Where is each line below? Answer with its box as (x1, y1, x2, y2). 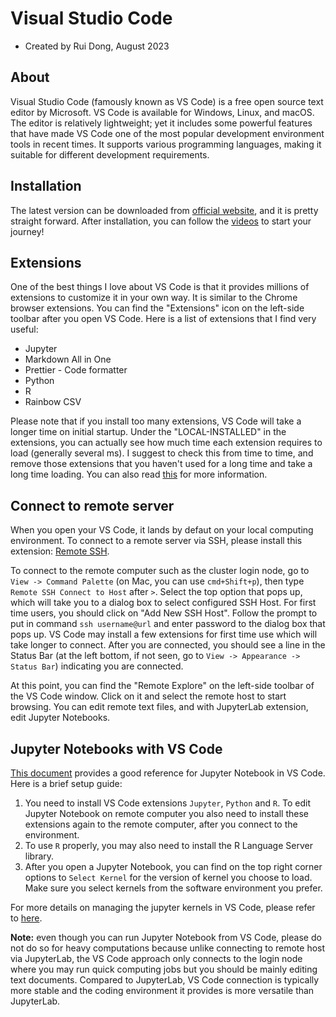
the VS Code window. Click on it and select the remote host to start (10, 690, 287, 702)
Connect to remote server (10, 497, 175, 514)
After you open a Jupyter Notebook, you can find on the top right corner (24, 861, 323, 872)
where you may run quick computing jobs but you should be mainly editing (10, 963, 318, 975)
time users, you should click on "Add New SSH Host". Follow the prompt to (10, 607, 318, 619)
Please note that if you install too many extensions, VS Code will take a (10, 415, 302, 427)
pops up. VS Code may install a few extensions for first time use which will (10, 628, 318, 641)
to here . (10, 912, 43, 924)
